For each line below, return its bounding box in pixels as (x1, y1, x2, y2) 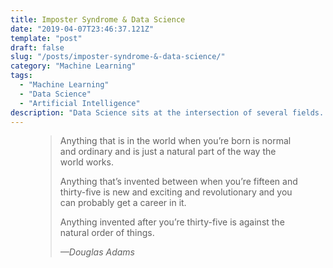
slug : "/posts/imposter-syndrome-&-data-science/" (10, 52, 226, 62)
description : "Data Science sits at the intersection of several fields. (10, 107, 325, 118)
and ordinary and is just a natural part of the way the (59, 146, 277, 158)
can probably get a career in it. (59, 197, 187, 209)
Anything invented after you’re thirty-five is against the (59, 216, 285, 228)
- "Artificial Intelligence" (19, 98, 141, 108)
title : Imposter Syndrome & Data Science (10, 14, 186, 25)
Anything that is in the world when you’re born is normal (59, 135, 292, 147)
